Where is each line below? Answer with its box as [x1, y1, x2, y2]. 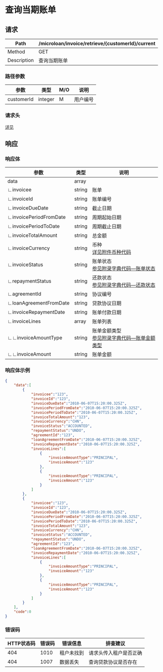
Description [7, 57, 34, 63]
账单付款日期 [92, 309, 122, 316]
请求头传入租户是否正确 [88, 650, 142, 656]
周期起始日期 [92, 214, 122, 221]
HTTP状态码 [7, 640, 35, 647]
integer [38, 96, 55, 103]
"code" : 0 [14, 610, 32, 614]
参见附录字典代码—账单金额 [92, 335, 156, 342]
